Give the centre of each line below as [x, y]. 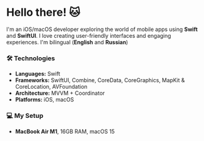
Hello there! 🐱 [43, 12]
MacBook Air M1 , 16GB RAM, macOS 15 [65, 131]
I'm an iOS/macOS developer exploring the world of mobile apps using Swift [102, 29]
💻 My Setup [25, 116]
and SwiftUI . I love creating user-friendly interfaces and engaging [89, 35]
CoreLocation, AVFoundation [51, 87]
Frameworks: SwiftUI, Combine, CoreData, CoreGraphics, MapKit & [100, 80]
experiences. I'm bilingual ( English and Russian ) [67, 42]
